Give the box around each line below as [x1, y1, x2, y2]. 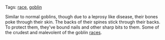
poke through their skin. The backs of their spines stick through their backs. [5, 19, 161, 25]
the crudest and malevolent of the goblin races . [5, 30, 102, 35]
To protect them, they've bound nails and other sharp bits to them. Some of [5, 24, 160, 30]
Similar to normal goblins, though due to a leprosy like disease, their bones [5, 14, 158, 19]
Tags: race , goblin [5, 4, 42, 10]
